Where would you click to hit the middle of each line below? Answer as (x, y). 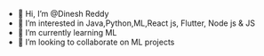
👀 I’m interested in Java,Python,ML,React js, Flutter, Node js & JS (136, 23)
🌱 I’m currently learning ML (67, 32)
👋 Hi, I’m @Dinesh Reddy (63, 14)
